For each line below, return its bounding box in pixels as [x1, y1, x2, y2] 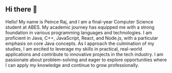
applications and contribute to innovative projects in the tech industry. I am [5, 51, 163, 57]
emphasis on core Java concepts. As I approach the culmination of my [5, 40, 155, 46]
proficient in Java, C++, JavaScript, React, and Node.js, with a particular [5, 35, 158, 41]
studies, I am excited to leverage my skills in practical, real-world [5, 45, 142, 52]
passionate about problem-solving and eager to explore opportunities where [5, 57, 167, 63]
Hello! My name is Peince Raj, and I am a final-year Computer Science [5, 18, 154, 25]
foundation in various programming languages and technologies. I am [5, 29, 152, 36]
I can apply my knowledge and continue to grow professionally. [5, 62, 140, 68]
